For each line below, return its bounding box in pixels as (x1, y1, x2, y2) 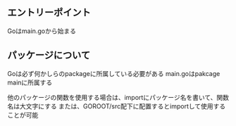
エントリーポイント (7, 6, 91, 19)
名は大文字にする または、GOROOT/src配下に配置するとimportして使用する (7, 101, 226, 111)
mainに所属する (7, 78, 53, 87)
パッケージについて (7, 49, 90, 61)
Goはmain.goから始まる (7, 27, 76, 35)
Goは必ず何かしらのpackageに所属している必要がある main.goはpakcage (7, 69, 221, 77)
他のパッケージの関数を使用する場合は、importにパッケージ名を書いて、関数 (7, 93, 230, 101)
